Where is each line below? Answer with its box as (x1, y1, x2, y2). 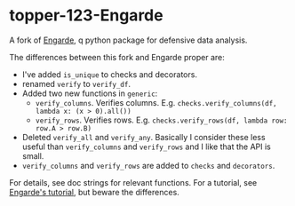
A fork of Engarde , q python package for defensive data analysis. (9, 35, 248, 45)
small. (21, 150, 44, 161)
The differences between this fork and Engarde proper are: (9, 51, 225, 62)
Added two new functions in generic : (21, 88, 158, 99)
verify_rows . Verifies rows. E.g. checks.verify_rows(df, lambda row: (35, 115, 288, 125)
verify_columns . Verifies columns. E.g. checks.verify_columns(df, (35, 97, 277, 107)
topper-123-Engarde (9, 5, 163, 26)
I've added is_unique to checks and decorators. (21, 68, 198, 80)
